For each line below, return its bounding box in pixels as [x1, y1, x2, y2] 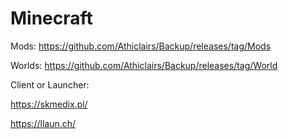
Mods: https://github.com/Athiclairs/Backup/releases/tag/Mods [10, 40, 272, 52]
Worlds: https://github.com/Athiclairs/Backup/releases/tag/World [10, 59, 278, 71]
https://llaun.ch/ [10, 117, 77, 129]
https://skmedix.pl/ [10, 98, 88, 110]
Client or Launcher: [10, 78, 90, 91]
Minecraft [10, 7, 93, 30]
